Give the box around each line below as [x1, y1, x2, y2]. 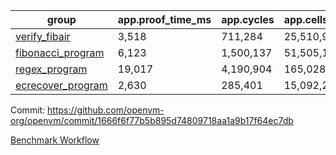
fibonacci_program [15, 46, 105, 59]
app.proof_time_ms [117, 13, 212, 26]
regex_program [15, 62, 88, 76]
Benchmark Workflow [10, 134, 100, 146]
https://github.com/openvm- [47, 104, 165, 116]
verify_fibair [15, 30, 71, 43]
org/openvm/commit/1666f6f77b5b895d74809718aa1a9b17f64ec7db [10, 115, 294, 126]
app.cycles [221, 13, 275, 26]
